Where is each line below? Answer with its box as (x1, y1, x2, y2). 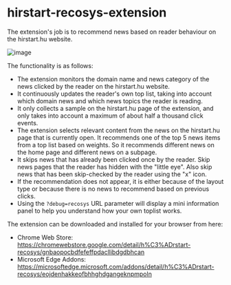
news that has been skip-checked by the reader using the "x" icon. (16, 170, 208, 178)
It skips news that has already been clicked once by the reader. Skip (16, 155, 210, 163)
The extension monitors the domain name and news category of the (16, 74, 210, 83)
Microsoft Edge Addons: (16, 255, 86, 263)
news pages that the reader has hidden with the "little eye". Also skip (16, 162, 212, 171)
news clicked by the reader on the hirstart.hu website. (16, 82, 170, 90)
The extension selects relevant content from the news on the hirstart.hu (16, 126, 220, 134)
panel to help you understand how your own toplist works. (16, 207, 182, 215)
